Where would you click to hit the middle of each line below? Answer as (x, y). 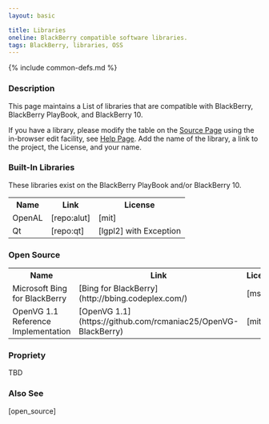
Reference (32, 322)
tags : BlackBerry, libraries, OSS (66, 45)
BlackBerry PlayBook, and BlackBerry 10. (76, 114)
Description (32, 89)
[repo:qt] (68, 230)
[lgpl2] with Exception (140, 230)
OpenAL (28, 218)
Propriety (27, 355)
